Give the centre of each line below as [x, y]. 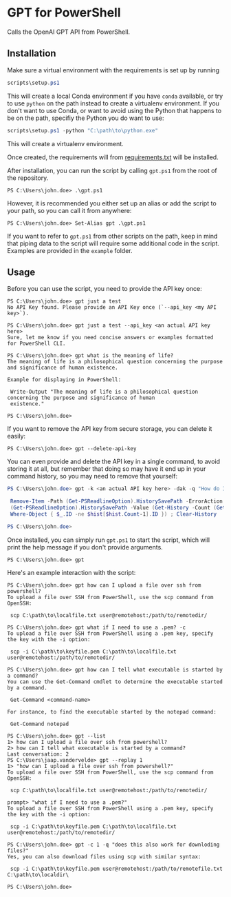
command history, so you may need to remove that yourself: [92, 476]
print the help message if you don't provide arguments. [85, 547]
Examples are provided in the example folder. [70, 250]
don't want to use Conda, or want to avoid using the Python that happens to [114, 110]
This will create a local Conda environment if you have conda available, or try [115, 96]
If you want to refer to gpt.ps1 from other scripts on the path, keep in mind [112, 236]
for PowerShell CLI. [37, 344]
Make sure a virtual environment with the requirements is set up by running [113, 70]
